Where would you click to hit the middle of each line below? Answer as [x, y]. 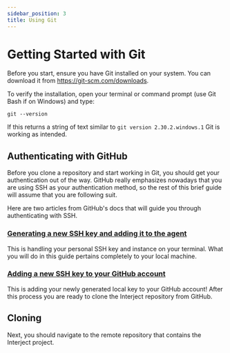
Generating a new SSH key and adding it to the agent [97, 234]
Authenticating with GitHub [67, 156]
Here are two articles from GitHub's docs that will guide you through [104, 208]
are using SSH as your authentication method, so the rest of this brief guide [115, 188]
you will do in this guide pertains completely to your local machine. [102, 256]
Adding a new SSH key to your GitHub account [86, 274]
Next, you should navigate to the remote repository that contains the [104, 335]
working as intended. [37, 134]
